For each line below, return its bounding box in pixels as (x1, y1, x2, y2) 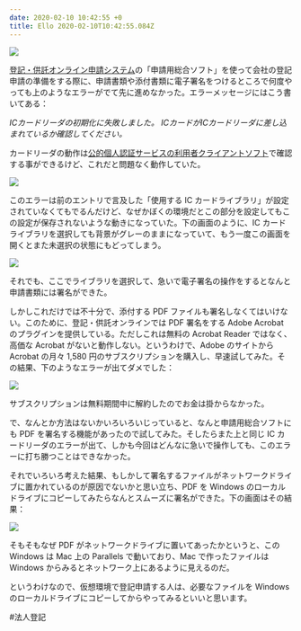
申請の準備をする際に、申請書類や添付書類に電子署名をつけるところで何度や (9, 76, 293, 86)
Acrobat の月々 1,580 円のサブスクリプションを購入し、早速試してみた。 (9, 351, 278, 361)
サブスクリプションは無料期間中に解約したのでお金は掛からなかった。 (9, 397, 270, 409)
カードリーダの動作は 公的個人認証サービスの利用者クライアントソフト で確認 (9, 147, 293, 158)
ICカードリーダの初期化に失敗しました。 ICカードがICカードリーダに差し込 (9, 117, 288, 128)
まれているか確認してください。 (9, 128, 128, 139)
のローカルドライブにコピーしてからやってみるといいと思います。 (9, 592, 252, 603)
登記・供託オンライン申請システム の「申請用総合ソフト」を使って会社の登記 (9, 64, 292, 75)
